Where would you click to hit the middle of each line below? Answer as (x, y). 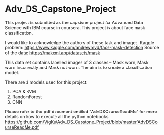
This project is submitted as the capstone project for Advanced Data (74, 22)
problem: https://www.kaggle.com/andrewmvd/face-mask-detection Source (82, 47)
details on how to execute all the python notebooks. (57, 116)
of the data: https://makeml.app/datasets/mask (53, 53)
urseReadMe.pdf (22, 127)
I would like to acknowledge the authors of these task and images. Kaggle (80, 42)
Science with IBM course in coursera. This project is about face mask (75, 27)
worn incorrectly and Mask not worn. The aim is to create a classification (79, 67)
